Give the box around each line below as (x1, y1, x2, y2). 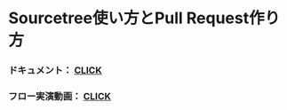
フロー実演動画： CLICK (8, 90, 112, 103)
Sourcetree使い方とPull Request (8, 8, 250, 28)
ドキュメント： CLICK (8, 64, 103, 76)
